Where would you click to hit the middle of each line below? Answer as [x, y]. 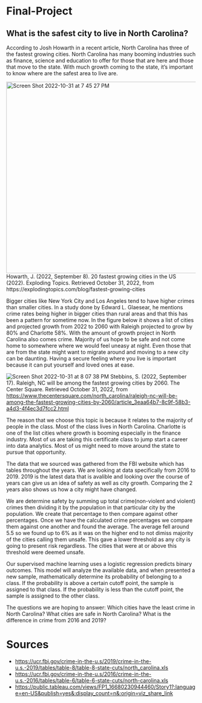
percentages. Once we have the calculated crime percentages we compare [99, 520]
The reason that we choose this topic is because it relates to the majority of [100, 420]
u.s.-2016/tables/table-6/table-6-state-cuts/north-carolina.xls [91, 680]
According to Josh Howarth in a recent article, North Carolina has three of [98, 48]
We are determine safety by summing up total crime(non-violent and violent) [101, 501]
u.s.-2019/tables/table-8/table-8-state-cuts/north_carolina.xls [91, 667]
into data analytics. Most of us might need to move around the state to [93, 446]
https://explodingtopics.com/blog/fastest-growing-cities [76, 289]
